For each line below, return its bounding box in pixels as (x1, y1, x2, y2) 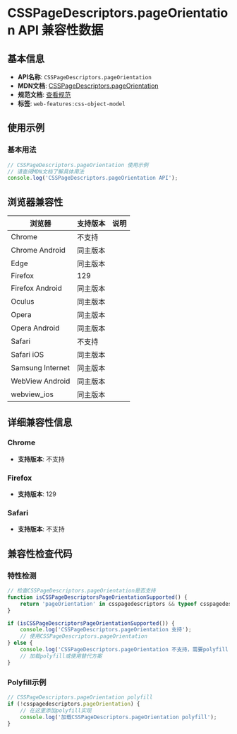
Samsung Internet (11, 363, 71, 373)
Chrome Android (11, 246, 66, 256)
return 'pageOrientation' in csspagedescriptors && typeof (20, 600, 197, 607)
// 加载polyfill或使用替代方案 (20, 653, 102, 660)
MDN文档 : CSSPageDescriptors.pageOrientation (17, 81, 159, 90)
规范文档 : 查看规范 (17, 91, 71, 98)
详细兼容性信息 (7, 416, 73, 428)
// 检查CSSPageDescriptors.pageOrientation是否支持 (7, 587, 157, 595)
